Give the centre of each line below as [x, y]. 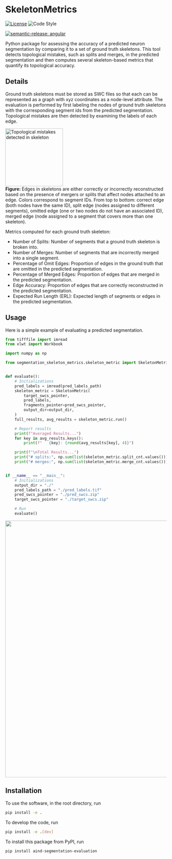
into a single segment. [36, 258]
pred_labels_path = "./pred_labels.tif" [58, 490]
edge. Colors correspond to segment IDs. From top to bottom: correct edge [85, 200]
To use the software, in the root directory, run [53, 803]
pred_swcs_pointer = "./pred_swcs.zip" [57, 495]
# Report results [33, 429]
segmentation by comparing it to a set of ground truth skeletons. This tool [83, 49]
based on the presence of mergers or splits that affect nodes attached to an [85, 194]
